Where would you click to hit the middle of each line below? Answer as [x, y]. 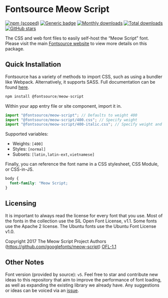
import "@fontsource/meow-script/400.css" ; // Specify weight [71, 120]
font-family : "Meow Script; [39, 183]
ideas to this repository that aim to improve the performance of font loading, [83, 279]
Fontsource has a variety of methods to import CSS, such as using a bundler [84, 77]
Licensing [21, 204]
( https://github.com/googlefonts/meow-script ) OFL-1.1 [61, 246]
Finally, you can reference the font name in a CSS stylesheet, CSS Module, [82, 164]
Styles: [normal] [29, 149]
